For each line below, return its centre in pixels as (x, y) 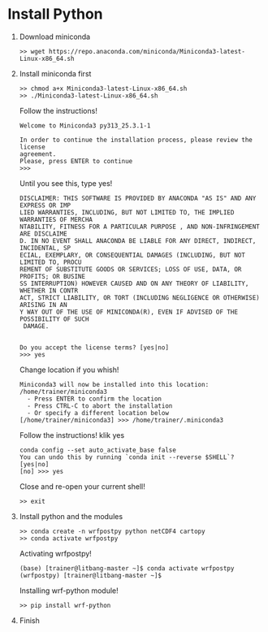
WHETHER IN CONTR (49, 290)
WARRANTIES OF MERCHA (56, 219)
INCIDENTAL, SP (45, 248)
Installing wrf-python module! (69, 591)
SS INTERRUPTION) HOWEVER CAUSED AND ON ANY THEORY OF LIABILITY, (134, 284)
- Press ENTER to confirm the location (94, 399)
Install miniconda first (55, 73)
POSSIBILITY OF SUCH (54, 319)
